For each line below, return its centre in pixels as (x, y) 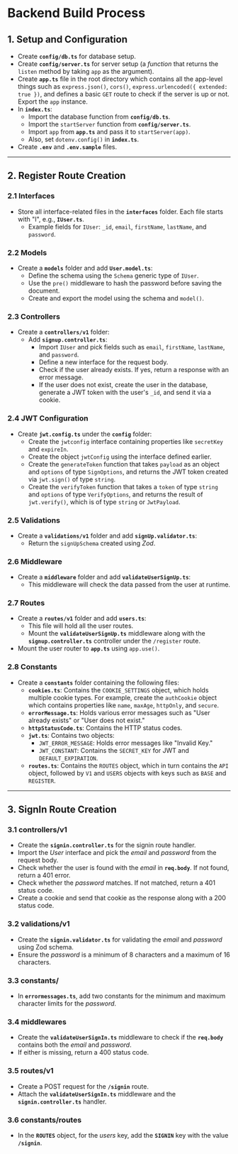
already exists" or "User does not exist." (86, 720)
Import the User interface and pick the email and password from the (117, 853)
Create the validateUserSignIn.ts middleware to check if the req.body (120, 1038)
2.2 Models (27, 252)
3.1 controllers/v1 (37, 830)
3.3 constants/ (33, 980)
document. (44, 290)
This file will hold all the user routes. (81, 626)
